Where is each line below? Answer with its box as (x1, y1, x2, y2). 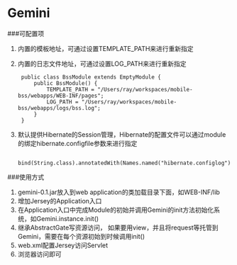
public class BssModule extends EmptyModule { (21, 73, 161, 81)
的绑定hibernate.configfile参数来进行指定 (17, 139, 138, 147)
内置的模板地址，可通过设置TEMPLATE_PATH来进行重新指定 (17, 44, 194, 52)
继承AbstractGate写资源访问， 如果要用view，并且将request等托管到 (17, 223, 219, 232)
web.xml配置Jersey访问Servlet (17, 241, 109, 249)
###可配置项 (7, 29, 45, 38)
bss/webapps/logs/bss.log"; (17, 104, 101, 111)
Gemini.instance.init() (36, 214, 99, 222)
